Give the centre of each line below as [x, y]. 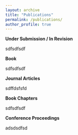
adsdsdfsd [17, 128]
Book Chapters [21, 98]
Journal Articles [23, 78]
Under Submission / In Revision [39, 39]
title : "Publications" [29, 15]
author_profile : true [28, 24]
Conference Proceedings [32, 118]
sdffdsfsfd [16, 88]
